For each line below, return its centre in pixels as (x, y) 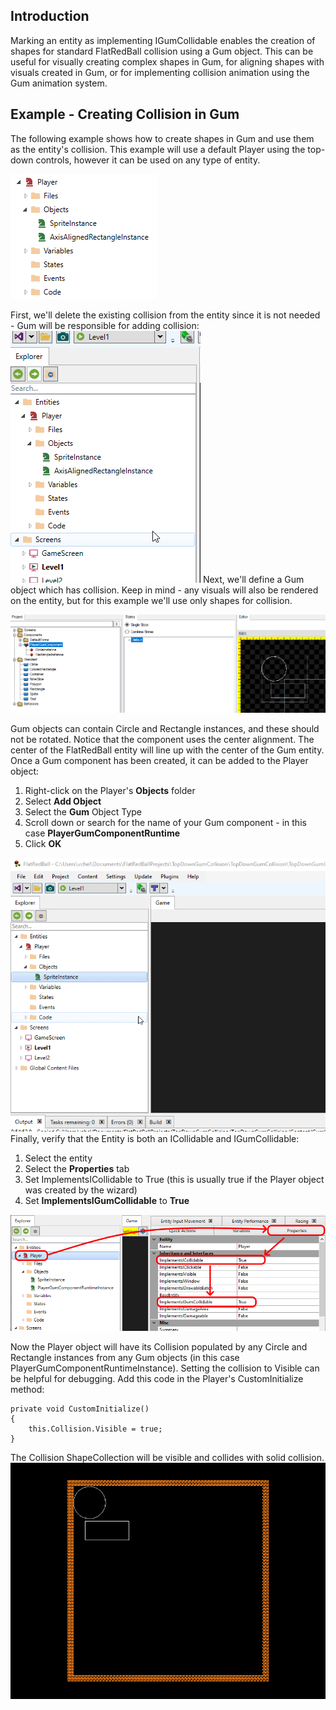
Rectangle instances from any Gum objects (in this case (125, 1357)
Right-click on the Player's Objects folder (110, 790)
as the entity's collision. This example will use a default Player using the (158, 149)
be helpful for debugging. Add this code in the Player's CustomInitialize (157, 1378)
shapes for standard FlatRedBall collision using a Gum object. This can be (162, 51)
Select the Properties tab (77, 1169)
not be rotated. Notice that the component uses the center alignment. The (162, 739)
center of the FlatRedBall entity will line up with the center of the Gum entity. (167, 750)
